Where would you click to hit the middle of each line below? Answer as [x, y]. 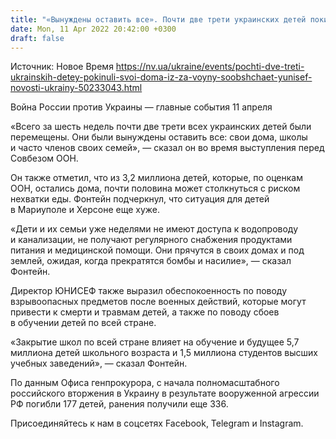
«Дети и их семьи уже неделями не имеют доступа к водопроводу [154, 229]
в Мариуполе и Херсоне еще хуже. [85, 210]
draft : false [37, 38]
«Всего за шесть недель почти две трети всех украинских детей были [161, 127]
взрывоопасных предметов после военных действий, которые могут [158, 302]
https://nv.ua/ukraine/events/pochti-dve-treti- [210, 67]
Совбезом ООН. [44, 158]
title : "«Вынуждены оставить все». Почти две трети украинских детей [158, 19]
